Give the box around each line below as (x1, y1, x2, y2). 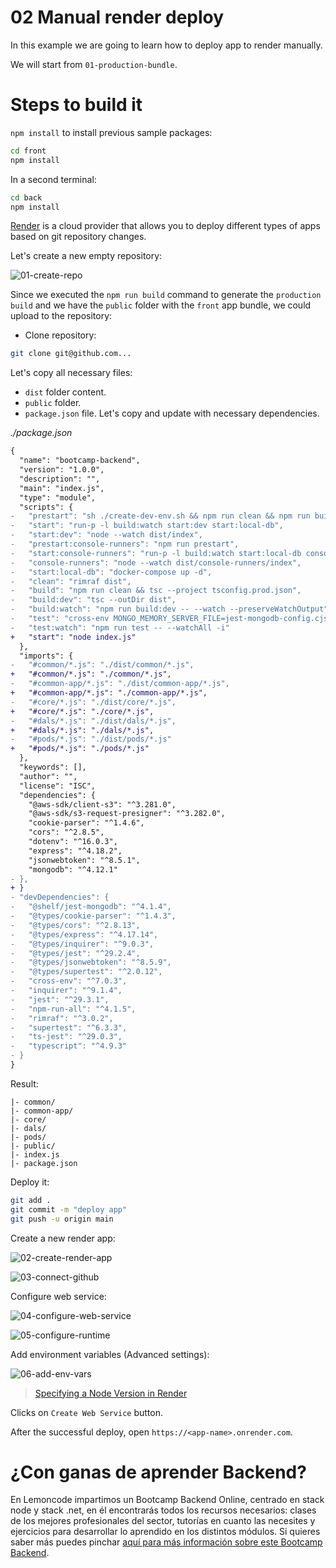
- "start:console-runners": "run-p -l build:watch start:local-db (10, 548, 302, 558)
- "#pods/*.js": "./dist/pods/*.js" (10, 734, 172, 745)
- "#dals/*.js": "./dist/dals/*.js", (10, 716, 177, 726)
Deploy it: (10, 1176, 50, 1188)
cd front (10, 146, 47, 156)
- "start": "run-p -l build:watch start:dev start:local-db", (10, 521, 284, 531)
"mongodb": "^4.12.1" (28, 864, 118, 875)
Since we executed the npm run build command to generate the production (10, 289, 322, 301)
